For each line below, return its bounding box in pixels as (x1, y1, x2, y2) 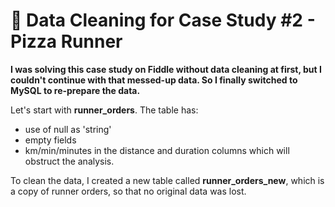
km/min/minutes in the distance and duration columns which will (24, 144, 290, 156)
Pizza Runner (10, 30, 123, 53)
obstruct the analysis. (24, 155, 115, 167)
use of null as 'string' (24, 123, 112, 135)
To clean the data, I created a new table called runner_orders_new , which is (10, 174, 325, 186)
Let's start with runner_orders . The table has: (10, 104, 199, 116)
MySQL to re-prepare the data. (10, 84, 141, 96)
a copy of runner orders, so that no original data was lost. (10, 185, 247, 197)
